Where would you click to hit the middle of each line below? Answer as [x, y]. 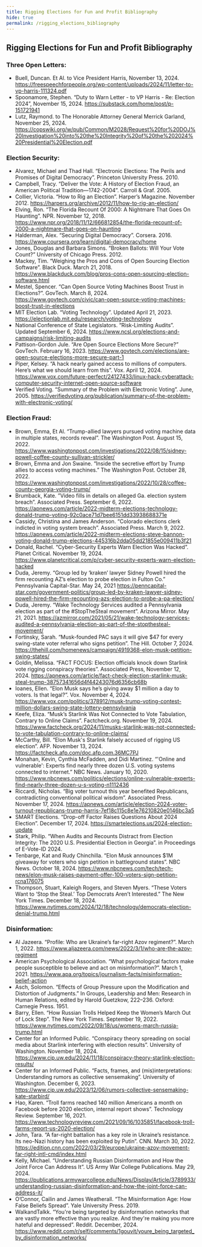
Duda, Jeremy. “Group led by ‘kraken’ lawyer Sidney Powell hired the [100, 573]
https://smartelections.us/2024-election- [141, 823]
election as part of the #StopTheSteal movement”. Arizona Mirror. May [102, 611]
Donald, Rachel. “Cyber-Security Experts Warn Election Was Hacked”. [102, 547]
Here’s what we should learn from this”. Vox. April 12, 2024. [88, 370]
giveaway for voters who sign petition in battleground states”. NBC [98, 862]
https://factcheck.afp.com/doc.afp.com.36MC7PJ [77, 752]
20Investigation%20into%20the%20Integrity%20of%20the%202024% [104, 136]
